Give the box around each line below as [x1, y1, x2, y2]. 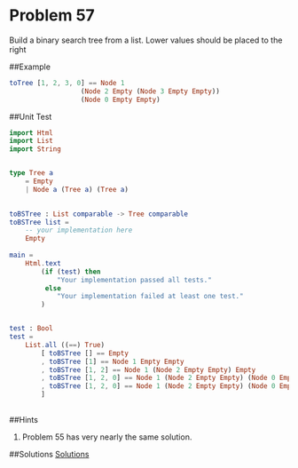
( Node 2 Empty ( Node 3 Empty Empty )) [80, 86, 220, 96]
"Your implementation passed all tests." [56, 275, 213, 284]
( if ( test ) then [41, 267, 101, 276]
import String [9, 145, 62, 154]
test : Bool [9, 324, 53, 333]
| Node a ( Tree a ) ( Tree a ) [25, 185, 129, 194]
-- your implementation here [25, 226, 133, 235]
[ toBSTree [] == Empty [41, 348, 129, 358]
